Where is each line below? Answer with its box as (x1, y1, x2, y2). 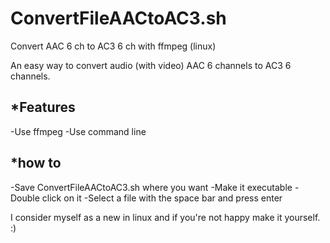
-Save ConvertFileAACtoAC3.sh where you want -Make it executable (10, 181, 293, 193)
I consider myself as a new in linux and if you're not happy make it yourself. (10, 211, 321, 223)
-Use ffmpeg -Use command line (10, 125, 147, 137)
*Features (10, 99, 76, 116)
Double (10, 192, 40, 204)
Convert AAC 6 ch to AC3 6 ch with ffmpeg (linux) (10, 40, 217, 52)
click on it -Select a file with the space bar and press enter (41, 192, 283, 204)
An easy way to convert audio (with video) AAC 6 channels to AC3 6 (10, 59, 292, 71)
